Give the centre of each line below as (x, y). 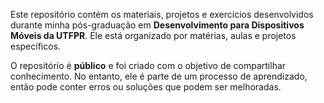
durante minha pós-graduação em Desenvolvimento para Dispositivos (157, 25)
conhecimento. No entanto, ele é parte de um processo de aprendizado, (159, 76)
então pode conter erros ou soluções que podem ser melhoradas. (146, 87)
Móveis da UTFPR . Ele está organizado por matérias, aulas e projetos (153, 35)
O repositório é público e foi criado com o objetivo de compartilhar (148, 65)
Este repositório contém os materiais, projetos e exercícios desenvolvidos (162, 14)
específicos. (36, 46)
